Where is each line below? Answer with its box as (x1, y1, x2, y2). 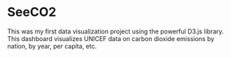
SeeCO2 (7, 4, 57, 20)
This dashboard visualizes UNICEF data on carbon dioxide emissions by (7, 34, 215, 42)
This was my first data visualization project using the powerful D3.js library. (7, 27, 224, 35)
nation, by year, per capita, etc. (7, 42, 97, 50)
